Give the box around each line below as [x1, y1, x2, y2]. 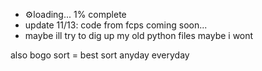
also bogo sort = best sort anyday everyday [10, 49, 190, 61]
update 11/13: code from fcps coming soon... [24, 19, 208, 31]
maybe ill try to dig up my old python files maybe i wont [24, 30, 254, 41]
